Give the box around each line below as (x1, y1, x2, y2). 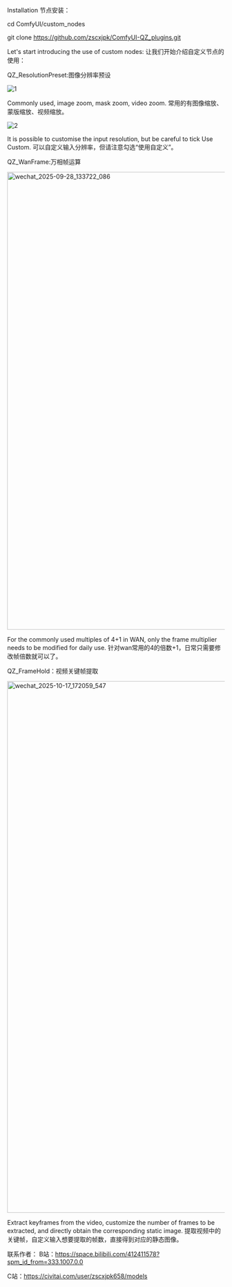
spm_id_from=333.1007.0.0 (7, 1258, 84, 1266)
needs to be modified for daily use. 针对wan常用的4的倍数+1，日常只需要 (7, 644, 215, 651)
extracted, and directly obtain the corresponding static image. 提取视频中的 (7, 1227, 221, 1234)
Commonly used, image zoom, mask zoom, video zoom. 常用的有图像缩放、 (7, 99, 223, 107)
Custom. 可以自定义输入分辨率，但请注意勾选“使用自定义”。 (7, 143, 177, 151)
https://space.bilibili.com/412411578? (55, 1250, 160, 1258)
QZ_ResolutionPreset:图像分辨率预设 (7, 71, 111, 79)
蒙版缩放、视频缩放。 (7, 108, 68, 115)
